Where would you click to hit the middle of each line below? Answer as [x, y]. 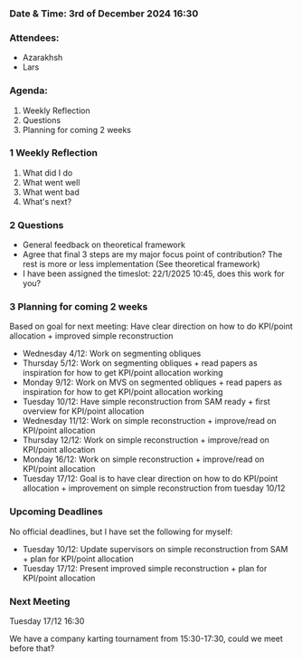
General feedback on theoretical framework [104, 245]
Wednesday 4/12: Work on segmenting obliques [112, 354]
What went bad [51, 192]
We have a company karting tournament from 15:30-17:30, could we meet [146, 638]
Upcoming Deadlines [57, 512]
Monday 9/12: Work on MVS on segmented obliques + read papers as [152, 382]
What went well [51, 182]
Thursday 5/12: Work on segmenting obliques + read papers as [140, 363]
